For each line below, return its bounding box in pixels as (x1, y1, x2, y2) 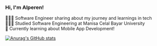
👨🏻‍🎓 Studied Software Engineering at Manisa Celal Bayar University (5, 20, 145, 26)
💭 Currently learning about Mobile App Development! (5, 26, 115, 32)
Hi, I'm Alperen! (5, 4, 44, 11)
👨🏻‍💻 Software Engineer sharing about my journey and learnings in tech (5, 15, 152, 21)
